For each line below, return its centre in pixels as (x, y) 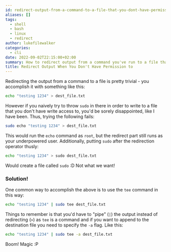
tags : (11, 19)
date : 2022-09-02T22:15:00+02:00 (41, 57)
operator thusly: (22, 146)
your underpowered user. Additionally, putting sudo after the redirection (80, 141)
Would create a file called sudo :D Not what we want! (60, 165)
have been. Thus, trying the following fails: (50, 117)
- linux (18, 34)
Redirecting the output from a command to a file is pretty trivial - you (77, 81)
